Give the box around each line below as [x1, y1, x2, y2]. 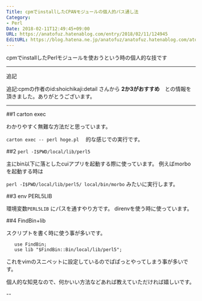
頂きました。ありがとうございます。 [6, 93, 96, 100]
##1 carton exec [6, 111, 46, 117]
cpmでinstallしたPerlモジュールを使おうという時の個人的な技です [6, 54, 168, 61]
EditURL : [6, 37, 28, 43]
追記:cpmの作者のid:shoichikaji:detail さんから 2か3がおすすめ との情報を [6, 85, 191, 92]
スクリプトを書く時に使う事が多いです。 [6, 229, 106, 237]
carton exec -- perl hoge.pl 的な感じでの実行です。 [6, 136, 143, 143]
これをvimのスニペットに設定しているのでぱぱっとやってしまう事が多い [6, 258, 183, 265]
